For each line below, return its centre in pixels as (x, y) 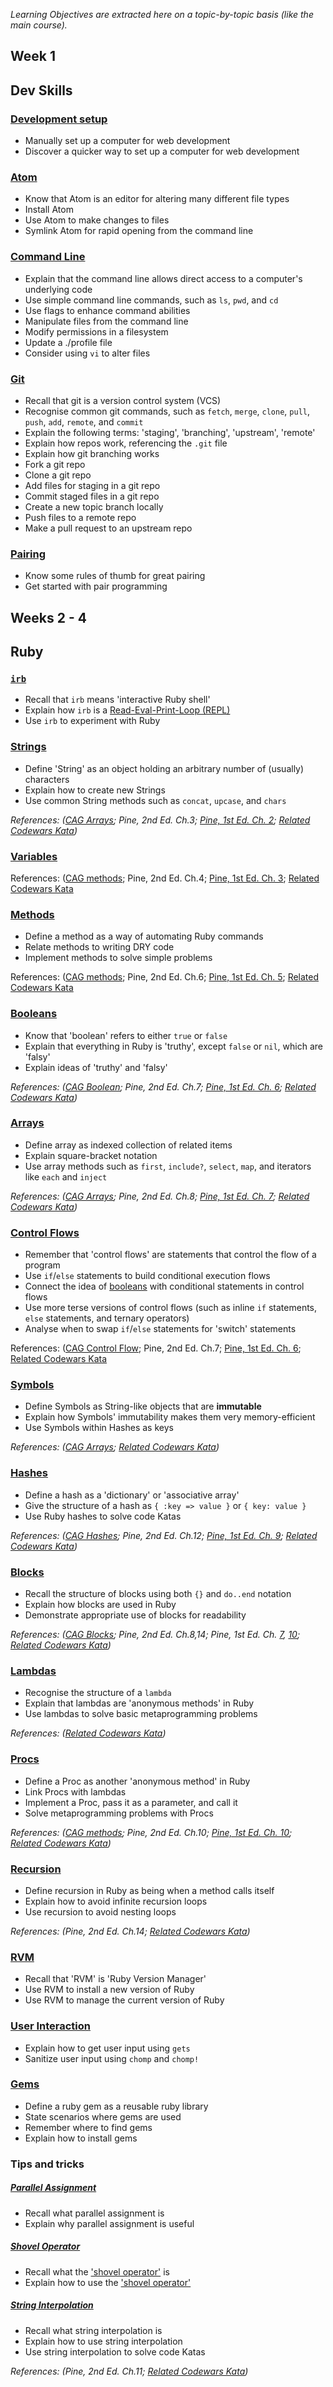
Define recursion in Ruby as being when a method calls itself (149, 1890)
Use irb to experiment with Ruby (92, 721)
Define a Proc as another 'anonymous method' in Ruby (137, 1781)
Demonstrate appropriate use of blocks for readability (135, 1615)
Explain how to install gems (81, 2138)
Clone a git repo (58, 475)
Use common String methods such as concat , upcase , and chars (155, 800)
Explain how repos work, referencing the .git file (126, 443)
